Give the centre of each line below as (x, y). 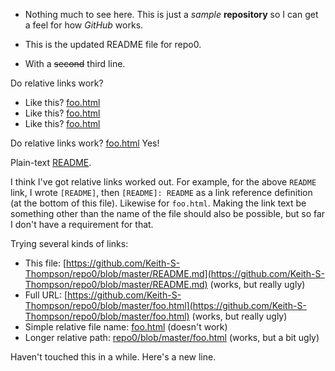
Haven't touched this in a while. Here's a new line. (113, 357)
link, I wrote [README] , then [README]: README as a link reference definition (161, 192)
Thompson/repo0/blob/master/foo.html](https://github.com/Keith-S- (165, 305)
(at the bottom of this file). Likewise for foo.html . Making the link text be (158, 203)
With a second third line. (75, 63)
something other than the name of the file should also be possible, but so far (168, 213)
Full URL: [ (46, 295)
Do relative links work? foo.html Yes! (85, 143)
